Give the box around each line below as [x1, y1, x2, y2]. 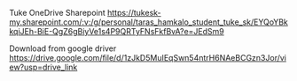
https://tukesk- [106, 8, 161, 18]
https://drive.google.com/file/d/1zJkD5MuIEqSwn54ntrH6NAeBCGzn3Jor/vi [9, 53, 286, 63]
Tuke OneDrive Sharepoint [9, 8, 106, 18]
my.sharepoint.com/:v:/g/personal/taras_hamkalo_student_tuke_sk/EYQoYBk [9, 17, 288, 27]
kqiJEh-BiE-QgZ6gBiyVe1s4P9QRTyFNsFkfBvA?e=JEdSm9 [9, 26, 224, 36]
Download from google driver [9, 43, 117, 54]
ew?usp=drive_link [9, 62, 78, 72]
